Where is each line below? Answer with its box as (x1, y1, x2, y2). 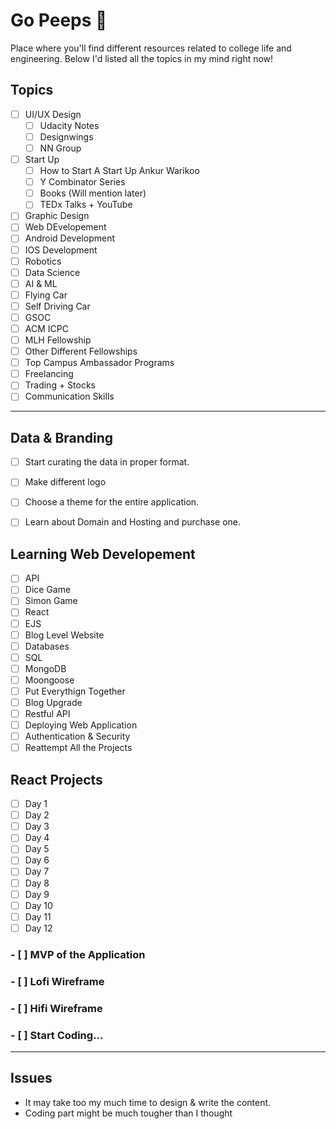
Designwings (39, 130, 94, 143)
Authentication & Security (24, 730, 131, 743)
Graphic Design (24, 210, 90, 222)
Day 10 (24, 899, 53, 911)
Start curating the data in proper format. (24, 456, 190, 468)
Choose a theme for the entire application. (24, 496, 200, 508)
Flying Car (24, 289, 68, 301)
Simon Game (24, 595, 78, 607)
